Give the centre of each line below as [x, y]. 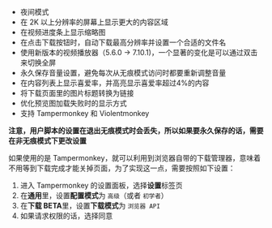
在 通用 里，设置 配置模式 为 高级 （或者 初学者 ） [94, 196]
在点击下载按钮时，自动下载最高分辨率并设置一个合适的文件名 [123, 42]
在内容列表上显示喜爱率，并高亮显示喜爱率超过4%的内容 [115, 83]
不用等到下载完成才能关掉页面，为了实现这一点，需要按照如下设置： [122, 168]
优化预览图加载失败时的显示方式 [73, 103]
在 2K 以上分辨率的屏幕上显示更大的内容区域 [94, 22]
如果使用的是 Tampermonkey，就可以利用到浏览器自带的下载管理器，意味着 [135, 158]
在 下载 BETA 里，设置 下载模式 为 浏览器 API [90, 206]
